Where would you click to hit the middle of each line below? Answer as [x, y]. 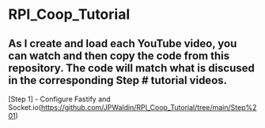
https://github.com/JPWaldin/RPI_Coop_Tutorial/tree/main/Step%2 [149, 107]
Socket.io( [25, 107]
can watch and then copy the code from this [119, 55]
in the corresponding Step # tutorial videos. [118, 80]
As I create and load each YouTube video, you [123, 44]
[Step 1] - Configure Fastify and [59, 99]
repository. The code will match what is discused [132, 68]
